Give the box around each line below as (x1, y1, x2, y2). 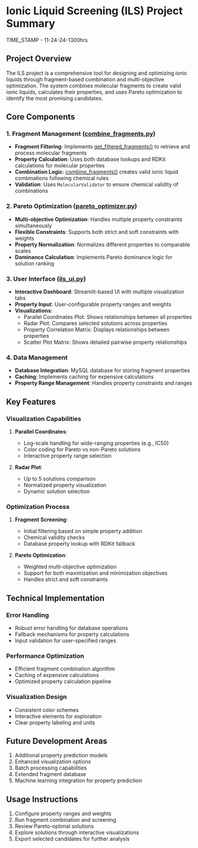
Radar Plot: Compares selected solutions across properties (23, 319, 168, 327)
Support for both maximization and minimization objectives (23, 569, 168, 577)
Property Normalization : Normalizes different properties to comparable (14, 241, 190, 248)
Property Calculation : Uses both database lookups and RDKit (14, 156, 166, 163)
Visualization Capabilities (6, 414, 82, 423)
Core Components (6, 112, 75, 122)
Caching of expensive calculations (14, 672, 99, 679)
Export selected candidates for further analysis (14, 836, 130, 843)
